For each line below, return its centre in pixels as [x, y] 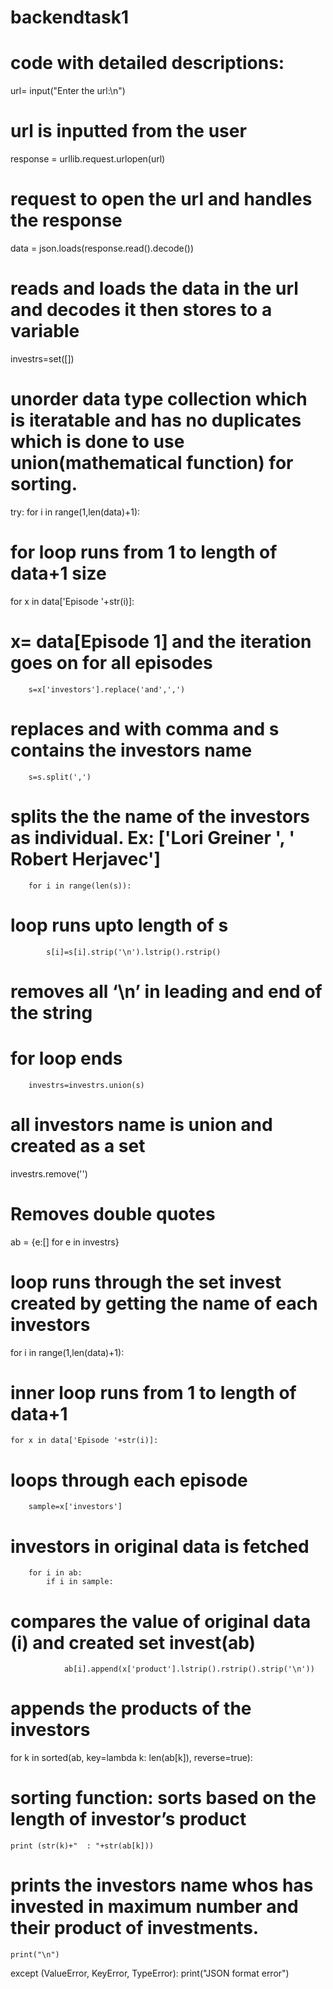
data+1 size [58, 573]
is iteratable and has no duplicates [156, 420]
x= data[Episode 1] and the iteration [161, 642]
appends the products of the [131, 1708]
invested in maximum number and [154, 1907]
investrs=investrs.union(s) [86, 1085]
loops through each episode [129, 1480]
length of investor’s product [128, 1819]
